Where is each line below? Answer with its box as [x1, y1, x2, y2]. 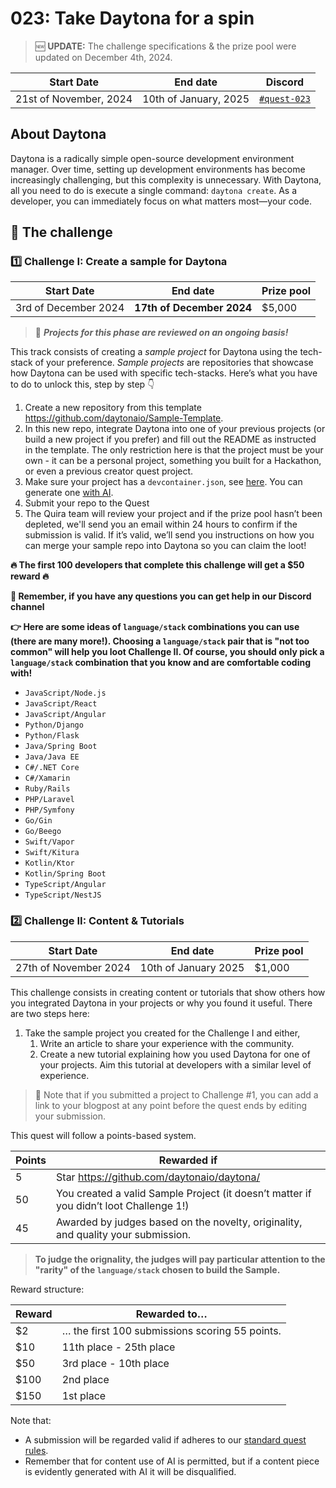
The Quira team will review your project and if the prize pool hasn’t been [24, 508, 323, 520]
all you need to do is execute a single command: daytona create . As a [10, 184, 298, 196]
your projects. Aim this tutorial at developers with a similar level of [39, 1058, 312, 1071]
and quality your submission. [56, 1227, 192, 1241]
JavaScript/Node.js [24, 688, 107, 699]
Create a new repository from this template [24, 402, 202, 414]
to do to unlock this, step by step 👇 [10, 378, 155, 391]
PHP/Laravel [24, 795, 75, 805]
